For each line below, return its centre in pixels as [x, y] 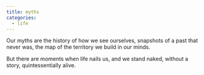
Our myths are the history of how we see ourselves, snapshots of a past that [102, 41]
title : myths [23, 12]
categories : [21, 18]
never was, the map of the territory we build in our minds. [78, 47]
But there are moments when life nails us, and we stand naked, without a [97, 59]
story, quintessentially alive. [41, 65]
